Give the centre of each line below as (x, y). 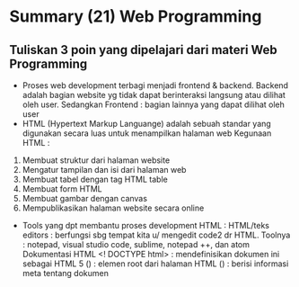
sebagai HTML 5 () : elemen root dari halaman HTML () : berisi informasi (155, 264)
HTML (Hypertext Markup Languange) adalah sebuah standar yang (146, 124)
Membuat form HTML (62, 189)
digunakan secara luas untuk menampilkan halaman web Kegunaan (147, 133)
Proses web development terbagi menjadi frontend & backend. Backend (155, 85)
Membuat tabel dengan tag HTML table (95, 179)
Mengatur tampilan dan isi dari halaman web (104, 170)
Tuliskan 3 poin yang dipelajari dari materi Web (144, 50)
